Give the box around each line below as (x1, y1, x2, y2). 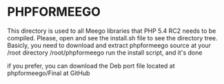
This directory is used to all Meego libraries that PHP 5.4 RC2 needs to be (7, 27, 216, 35)
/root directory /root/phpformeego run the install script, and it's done (7, 48, 203, 57)
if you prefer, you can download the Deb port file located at (7, 61, 176, 70)
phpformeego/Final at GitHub (7, 69, 90, 77)
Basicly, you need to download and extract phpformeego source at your (7, 41, 212, 49)
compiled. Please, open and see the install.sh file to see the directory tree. (7, 33, 218, 42)
